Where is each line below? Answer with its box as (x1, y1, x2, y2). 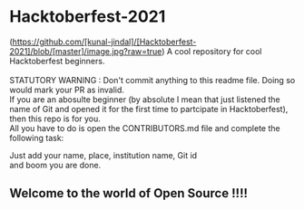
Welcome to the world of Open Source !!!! (9, 185, 248, 201)
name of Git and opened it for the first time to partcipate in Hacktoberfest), (9, 103, 289, 114)
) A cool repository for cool (162, 45, 262, 56)
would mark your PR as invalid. (9, 84, 125, 95)
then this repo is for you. (9, 113, 102, 124)
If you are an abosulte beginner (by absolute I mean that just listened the (9, 93, 280, 105)
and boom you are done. (9, 159, 102, 170)
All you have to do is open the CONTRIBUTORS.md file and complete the (9, 122, 280, 133)
